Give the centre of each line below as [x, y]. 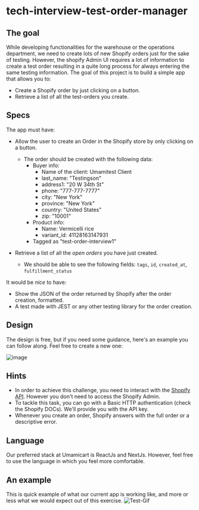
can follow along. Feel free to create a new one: [65, 346]
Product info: [48, 222]
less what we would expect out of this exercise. [64, 500]
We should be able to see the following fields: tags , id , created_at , [105, 264]
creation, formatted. [39, 300]
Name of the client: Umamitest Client [87, 171]
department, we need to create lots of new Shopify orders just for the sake [98, 54]
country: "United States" [71, 209]
